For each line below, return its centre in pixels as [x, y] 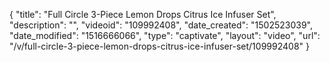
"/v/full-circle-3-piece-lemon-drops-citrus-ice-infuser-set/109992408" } [159, 46]
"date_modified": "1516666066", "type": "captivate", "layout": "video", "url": [165, 35]
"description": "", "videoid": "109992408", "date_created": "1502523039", [161, 25]
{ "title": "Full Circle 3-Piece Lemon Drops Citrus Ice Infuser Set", [143, 14]
